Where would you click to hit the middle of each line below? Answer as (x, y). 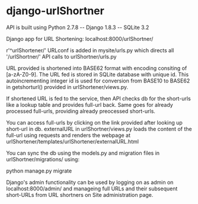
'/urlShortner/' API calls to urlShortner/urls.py (61, 56)
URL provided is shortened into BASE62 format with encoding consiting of (97, 68)
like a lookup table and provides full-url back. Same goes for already (90, 104)
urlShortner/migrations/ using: (43, 159)
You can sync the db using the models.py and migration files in (83, 153)
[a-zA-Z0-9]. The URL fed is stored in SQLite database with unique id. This (98, 74)
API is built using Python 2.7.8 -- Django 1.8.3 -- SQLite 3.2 (78, 27)
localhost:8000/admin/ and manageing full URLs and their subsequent (92, 189)
